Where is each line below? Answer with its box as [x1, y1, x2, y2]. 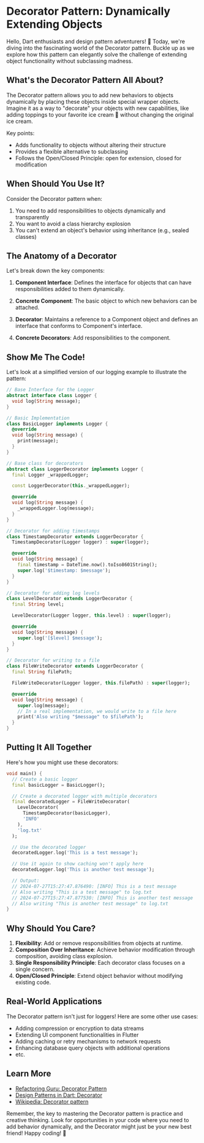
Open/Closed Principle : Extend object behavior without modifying [15, 972, 183, 980]
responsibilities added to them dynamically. [15, 286, 125, 293]
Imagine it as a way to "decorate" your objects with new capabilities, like [6, 104, 189, 112]
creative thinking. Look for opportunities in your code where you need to [6, 1116, 189, 1123]
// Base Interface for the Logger [6, 387, 95, 393]
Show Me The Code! [6, 352, 86, 362]
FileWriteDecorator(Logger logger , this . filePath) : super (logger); [12, 680, 191, 686]
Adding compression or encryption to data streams [15, 1024, 145, 1032]
